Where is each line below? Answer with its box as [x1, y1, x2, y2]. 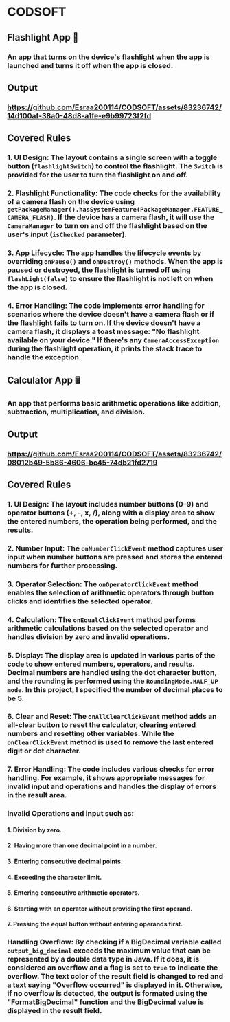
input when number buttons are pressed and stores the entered [7, 552, 223, 562]
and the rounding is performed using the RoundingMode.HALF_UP [7, 676, 218, 686]
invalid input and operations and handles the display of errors [7, 781, 216, 791]
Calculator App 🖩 [7, 375, 81, 386]
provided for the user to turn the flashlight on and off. [7, 170, 189, 179]
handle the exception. [7, 352, 82, 362]
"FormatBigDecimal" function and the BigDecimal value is [7, 997, 205, 1007]
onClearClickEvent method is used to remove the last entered [7, 737, 214, 747]
